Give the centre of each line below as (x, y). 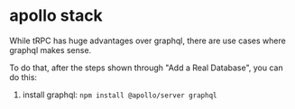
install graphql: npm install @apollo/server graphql (120, 95)
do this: (23, 77)
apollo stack (56, 16)
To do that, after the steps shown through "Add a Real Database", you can (146, 68)
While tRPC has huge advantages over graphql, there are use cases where (147, 41)
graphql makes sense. (51, 50)
